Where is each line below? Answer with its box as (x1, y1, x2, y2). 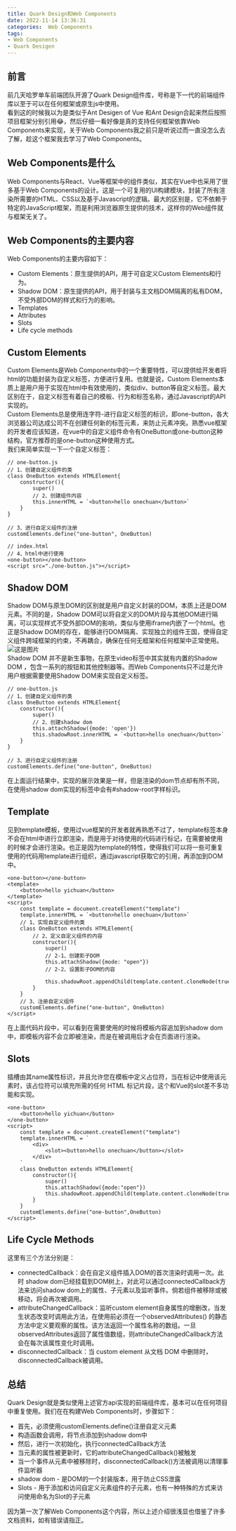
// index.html (7, 543, 49, 550)
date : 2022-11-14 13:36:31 (7, 17, 86, 24)
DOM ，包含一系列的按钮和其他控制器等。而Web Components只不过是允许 (7, 663, 223, 671)
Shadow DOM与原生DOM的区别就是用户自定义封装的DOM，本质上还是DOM (7, 601, 227, 610)
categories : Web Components (7, 23, 93, 30)
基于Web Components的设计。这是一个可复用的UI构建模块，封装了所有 (13, 185, 220, 194)
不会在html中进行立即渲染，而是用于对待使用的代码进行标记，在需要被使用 (7, 834, 223, 843)
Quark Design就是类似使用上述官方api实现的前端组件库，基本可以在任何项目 (7, 1398, 228, 1407)
